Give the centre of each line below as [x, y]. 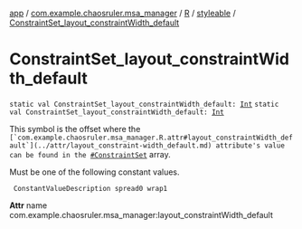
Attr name [28, 205]
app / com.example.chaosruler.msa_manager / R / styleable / [123, 13]
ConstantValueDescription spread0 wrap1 [90, 188]
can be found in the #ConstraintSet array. [90, 154]
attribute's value [250, 145]
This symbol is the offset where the [75, 129]
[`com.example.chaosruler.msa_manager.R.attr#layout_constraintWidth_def [151, 138]
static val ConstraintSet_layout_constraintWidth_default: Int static [144, 104]
